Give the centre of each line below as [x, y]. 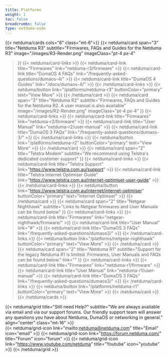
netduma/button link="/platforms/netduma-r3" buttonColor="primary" [90, 90]
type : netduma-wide [26, 29]
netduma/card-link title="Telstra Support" [60, 164]
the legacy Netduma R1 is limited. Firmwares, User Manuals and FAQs [89, 255]
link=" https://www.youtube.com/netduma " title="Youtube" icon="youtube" [82, 344]
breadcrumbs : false [26, 24]
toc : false [17, 19]
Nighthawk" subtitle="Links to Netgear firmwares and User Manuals [88, 207]
